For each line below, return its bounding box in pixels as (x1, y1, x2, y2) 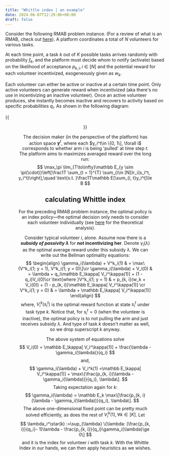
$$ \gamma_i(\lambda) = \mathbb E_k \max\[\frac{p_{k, (25, 392, 142, 398)
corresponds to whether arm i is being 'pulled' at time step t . (22, 146, 149, 152)
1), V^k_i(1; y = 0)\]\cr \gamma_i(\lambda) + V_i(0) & (45, 265, 153, 271)
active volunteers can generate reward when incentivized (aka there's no (5, 87, 158, 93)
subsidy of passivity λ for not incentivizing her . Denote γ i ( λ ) (20, 240, 150, 247)
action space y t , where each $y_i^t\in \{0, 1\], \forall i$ (29, 139, 142, 146)
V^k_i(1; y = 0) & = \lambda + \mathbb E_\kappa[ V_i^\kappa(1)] (19, 287, 151, 293)
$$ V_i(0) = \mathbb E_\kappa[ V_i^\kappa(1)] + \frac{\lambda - (19, 344, 151, 350)
